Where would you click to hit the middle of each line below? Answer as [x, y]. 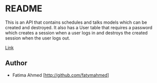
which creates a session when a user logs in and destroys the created [76, 33]
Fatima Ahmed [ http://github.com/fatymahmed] [61, 75]
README [24, 9]
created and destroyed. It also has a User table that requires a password [79, 27]
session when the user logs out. [38, 38]
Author [16, 63]
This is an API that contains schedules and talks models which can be [76, 22]
